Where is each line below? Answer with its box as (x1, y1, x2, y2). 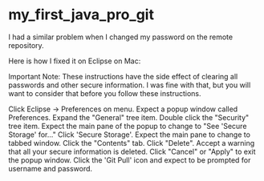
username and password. (8, 163, 93, 173)
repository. (8, 40, 44, 50)
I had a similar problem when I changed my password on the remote (8, 32, 234, 42)
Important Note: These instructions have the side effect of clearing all (8, 71, 238, 81)
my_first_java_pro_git (8, 6, 155, 24)
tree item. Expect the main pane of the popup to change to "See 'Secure (8, 121, 247, 131)
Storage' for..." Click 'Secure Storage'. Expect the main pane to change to (8, 130, 251, 139)
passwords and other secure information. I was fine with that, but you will (8, 80, 251, 90)
